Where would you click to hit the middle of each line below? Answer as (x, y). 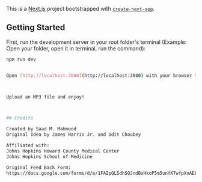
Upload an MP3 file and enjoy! (45, 97)
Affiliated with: (28, 146)
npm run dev (21, 59)
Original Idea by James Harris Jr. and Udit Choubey (74, 135)
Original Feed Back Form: (38, 168)
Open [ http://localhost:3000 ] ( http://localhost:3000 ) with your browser (99, 75)
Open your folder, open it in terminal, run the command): (76, 48)
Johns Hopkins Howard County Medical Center (63, 151)
